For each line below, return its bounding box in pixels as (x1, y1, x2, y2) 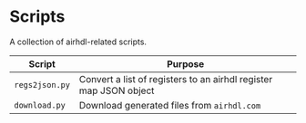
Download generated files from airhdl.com (78, 99, 261, 111)
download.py (14, 99, 66, 110)
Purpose (167, 57, 205, 70)
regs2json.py (14, 80, 71, 90)
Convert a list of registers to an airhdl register (78, 72, 273, 85)
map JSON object (78, 84, 155, 97)
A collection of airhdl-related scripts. (9, 36, 148, 47)
